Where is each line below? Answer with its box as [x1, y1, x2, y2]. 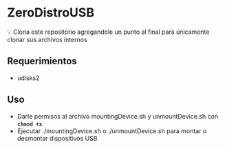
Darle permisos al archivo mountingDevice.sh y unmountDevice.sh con [17, 112, 219, 120]
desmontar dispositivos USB [17, 134, 98, 142]
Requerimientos [7, 55, 77, 67]
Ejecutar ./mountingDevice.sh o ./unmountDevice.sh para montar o [17, 126, 207, 135]
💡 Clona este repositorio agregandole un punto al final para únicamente [7, 28, 210, 36]
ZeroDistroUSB [7, 5, 95, 21]
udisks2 [17, 74, 40, 82]
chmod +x [17, 121, 43, 128]
